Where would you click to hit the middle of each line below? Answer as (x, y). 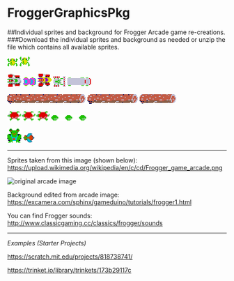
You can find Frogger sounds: (50, 215)
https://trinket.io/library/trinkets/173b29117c (69, 270)
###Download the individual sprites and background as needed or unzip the (116, 39)
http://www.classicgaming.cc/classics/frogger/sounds (85, 223)
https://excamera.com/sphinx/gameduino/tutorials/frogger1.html (100, 202)
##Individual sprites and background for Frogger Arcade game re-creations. (116, 32)
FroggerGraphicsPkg (69, 13)
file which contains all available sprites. (63, 47)
